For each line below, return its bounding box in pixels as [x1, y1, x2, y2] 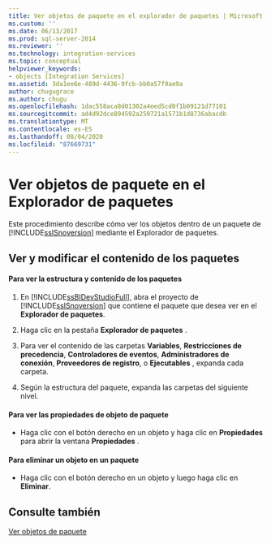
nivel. [19, 391, 39, 401]
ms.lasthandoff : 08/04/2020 [8, 132, 104, 140]
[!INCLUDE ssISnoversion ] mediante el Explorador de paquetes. [8, 228, 219, 238]
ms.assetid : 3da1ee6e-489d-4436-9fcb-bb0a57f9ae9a [8, 80, 183, 88]
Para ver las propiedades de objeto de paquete [8, 409, 169, 419]
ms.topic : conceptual [8, 58, 82, 66]
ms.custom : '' [8, 19, 57, 28]
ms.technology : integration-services [8, 50, 136, 58]
